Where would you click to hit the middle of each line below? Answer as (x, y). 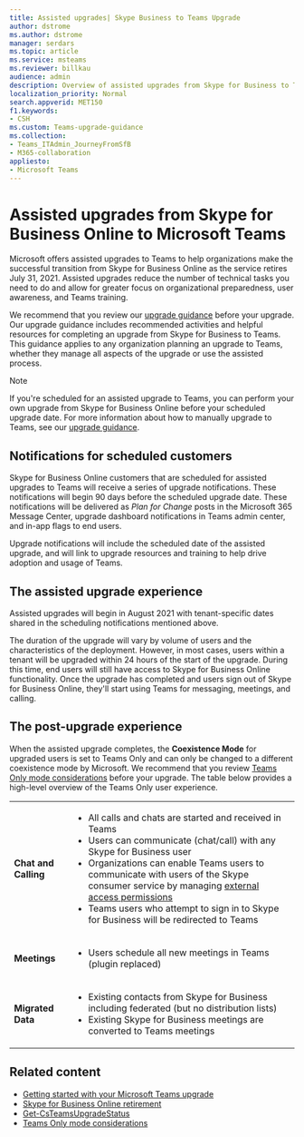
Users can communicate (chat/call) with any (182, 840)
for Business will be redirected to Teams (173, 919)
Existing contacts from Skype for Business (178, 996)
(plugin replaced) (125, 964)
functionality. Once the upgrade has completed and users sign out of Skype (151, 679)
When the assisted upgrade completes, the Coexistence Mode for (133, 749)
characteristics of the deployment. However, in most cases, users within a (147, 650)
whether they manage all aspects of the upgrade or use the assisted (137, 354)
